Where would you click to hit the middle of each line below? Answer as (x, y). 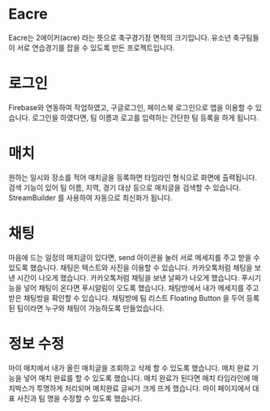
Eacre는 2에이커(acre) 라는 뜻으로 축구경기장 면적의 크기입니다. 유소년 (120, 37)
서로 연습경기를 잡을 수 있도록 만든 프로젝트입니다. (96, 47)
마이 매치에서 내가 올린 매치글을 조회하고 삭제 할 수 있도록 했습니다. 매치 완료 (129, 368)
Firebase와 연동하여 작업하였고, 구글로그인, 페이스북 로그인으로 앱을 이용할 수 (131, 107)
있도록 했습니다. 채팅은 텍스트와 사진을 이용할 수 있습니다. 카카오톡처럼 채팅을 (131, 268)
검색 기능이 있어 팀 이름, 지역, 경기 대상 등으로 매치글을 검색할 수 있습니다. (125, 187)
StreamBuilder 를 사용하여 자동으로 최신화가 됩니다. (90, 197)
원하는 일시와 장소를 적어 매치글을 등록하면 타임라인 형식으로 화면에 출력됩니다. (133, 177)
